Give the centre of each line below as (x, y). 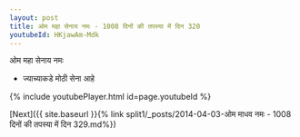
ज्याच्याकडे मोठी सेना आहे (59, 79)
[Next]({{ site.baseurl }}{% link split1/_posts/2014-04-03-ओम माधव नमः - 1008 (150, 114)
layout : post (34, 18)
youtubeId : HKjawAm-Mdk (55, 34)
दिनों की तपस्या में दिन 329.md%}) (63, 124)
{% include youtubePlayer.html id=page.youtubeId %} (110, 97)
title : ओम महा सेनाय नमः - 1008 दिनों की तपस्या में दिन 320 (105, 26)
